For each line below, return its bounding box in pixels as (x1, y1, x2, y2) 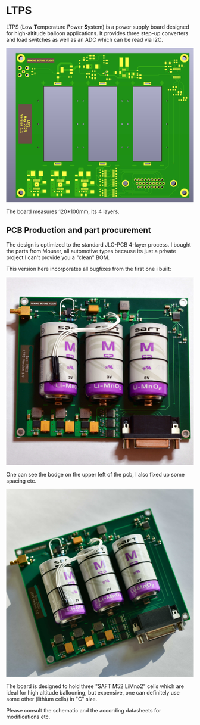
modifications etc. (6, 713, 51, 720)
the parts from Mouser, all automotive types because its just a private (6, 247, 177, 254)
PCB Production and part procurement (6, 225, 151, 235)
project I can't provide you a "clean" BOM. (6, 254, 110, 261)
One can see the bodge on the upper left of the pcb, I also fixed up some (6, 471, 185, 478)
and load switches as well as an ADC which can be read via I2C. (6, 36, 164, 43)
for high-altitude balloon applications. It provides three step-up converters (6, 29, 189, 36)
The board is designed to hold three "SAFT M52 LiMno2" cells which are (6, 683, 185, 690)
